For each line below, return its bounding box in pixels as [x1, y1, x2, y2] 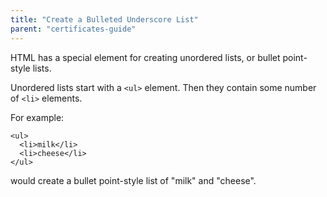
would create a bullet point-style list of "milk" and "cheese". [10, 174, 257, 186]
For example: [10, 111, 65, 123]
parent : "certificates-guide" [10, 24, 137, 34]
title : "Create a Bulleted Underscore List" [10, 14, 199, 25]
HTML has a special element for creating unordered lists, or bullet [10, 51, 281, 63]
